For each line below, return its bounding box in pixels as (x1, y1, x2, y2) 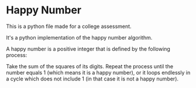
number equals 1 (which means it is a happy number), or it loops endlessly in (6, 69, 191, 76)
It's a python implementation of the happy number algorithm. (6, 34, 153, 41)
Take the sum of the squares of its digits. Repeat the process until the (6, 62, 174, 70)
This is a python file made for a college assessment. (6, 23, 132, 30)
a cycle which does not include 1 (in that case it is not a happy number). (6, 75, 179, 82)
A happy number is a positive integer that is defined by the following (6, 45, 171, 52)
